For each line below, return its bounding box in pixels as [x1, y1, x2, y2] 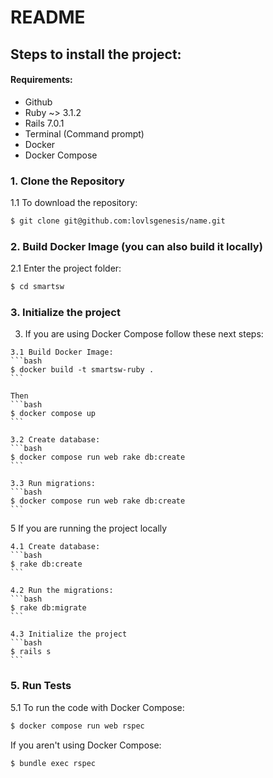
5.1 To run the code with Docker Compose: [10, 701, 185, 713]
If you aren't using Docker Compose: [10, 739, 162, 751]
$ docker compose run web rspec [10, 721, 145, 731]
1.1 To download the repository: [10, 197, 138, 209]
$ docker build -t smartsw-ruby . [10, 365, 155, 375]
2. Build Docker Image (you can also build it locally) [10, 239, 263, 253]
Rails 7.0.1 [24, 117, 65, 129]
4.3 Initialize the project [10, 629, 128, 640]
